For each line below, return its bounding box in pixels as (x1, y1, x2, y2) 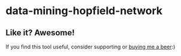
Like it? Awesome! (5, 28, 75, 38)
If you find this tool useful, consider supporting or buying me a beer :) (5, 43, 176, 50)
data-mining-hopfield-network (5, 4, 162, 18)
